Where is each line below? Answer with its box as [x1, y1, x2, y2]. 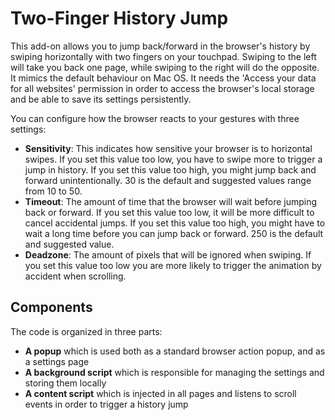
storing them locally [24, 377, 107, 389]
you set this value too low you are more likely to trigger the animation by [24, 259, 322, 271]
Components [10, 299, 93, 316]
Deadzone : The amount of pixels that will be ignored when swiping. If [24, 248, 312, 261]
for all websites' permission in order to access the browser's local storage [10, 82, 315, 94]
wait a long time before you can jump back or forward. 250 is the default [24, 227, 324, 239]
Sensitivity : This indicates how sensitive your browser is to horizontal [24, 142, 313, 154]
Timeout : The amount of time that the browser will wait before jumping [24, 195, 318, 207]
